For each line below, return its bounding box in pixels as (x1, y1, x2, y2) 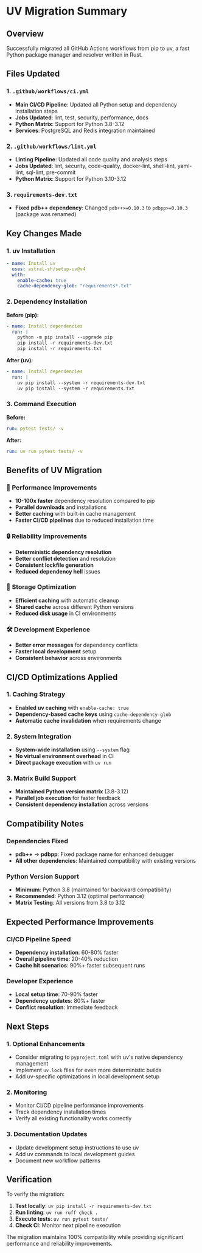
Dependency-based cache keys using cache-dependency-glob (15, 711, 172, 718)
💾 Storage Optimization (6, 583, 77, 591)
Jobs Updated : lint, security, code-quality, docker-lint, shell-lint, (15, 162, 176, 169)
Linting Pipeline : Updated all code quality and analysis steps (15, 155, 168, 163)
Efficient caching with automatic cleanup (15, 597, 120, 604)
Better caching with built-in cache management (15, 510, 136, 518)
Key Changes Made (6, 228, 82, 239)
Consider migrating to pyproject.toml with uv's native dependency (15, 1053, 183, 1061)
